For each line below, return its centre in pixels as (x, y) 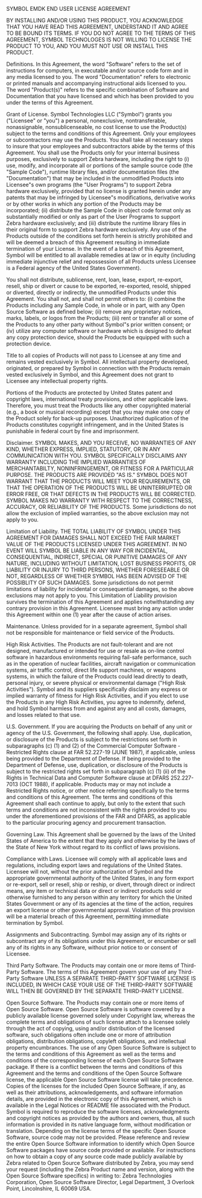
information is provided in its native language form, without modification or (99, 1124)
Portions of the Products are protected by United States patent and (90, 393)
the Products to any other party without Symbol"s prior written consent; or (99, 324)
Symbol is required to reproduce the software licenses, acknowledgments (98, 1111)
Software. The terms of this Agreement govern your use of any (99, 972)
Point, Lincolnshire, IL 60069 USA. (49, 1188)
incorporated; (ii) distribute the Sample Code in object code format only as (99, 210)
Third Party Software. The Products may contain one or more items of (93, 965)
